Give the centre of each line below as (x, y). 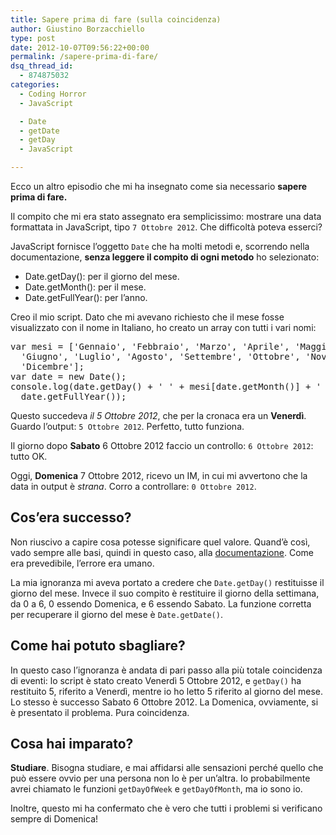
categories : (35, 85)
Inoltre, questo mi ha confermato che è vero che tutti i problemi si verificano (166, 808)
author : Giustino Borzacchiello (77, 29)
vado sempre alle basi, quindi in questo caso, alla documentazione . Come (162, 552)
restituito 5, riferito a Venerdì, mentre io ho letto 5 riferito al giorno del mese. (167, 691)
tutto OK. (29, 456)
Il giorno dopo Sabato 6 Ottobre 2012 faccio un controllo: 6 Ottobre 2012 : (162, 445)
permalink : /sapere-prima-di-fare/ (84, 57)
